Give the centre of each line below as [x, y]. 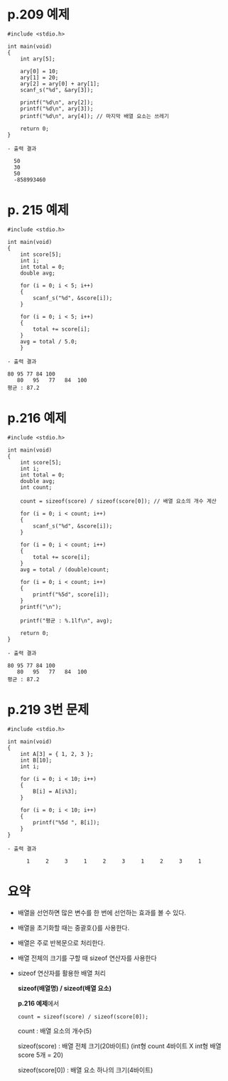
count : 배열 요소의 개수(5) [55, 1031]
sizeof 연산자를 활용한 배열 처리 [62, 973]
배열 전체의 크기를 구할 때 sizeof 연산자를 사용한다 [87, 958]
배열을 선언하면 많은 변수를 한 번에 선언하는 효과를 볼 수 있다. [102, 912]
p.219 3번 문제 [48, 710]
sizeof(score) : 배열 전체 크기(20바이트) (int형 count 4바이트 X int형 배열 [119, 1045]
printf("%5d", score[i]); [71, 595]
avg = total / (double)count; [65, 570]
